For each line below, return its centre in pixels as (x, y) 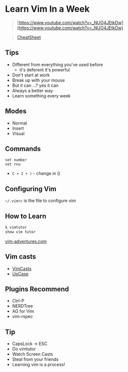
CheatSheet (29, 37)
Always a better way (33, 90)
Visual (18, 133)
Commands (23, 149)
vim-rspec (22, 317)
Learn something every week (41, 96)
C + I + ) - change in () (36, 174)
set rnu (13, 164)
